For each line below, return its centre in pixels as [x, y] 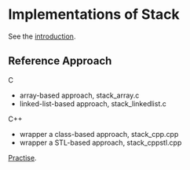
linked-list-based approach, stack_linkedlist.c [93, 103]
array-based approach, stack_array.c [79, 95]
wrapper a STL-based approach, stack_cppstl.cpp [100, 142]
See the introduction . [42, 36]
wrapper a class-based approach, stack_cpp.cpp [99, 134]
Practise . [22, 157]
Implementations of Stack [94, 15]
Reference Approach [60, 61]
